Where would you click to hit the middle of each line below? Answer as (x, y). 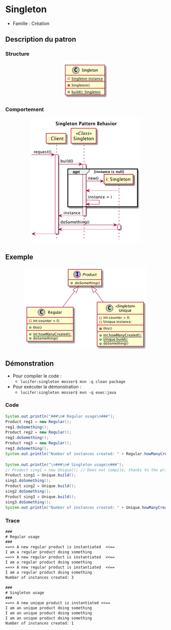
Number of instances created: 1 (39, 623)
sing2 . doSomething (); (28, 492)
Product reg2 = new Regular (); (38, 432)
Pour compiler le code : (37, 376)
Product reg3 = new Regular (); (38, 443)
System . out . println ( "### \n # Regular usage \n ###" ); (60, 416)
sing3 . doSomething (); (28, 502)
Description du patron (41, 39)
